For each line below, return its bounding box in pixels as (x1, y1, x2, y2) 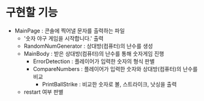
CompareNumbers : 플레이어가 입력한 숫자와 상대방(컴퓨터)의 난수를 (32, 65, 198, 72)
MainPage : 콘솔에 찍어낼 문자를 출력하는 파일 (14, 27, 125, 34)
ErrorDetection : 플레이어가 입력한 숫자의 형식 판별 (32, 58, 155, 65)
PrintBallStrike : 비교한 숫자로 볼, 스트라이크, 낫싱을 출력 (42, 80, 177, 88)
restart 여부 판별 (23, 88, 64, 95)
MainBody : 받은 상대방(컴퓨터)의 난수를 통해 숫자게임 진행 (23, 50, 165, 57)
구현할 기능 (6, 6, 58, 20)
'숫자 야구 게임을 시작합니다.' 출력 (23, 34, 104, 42)
